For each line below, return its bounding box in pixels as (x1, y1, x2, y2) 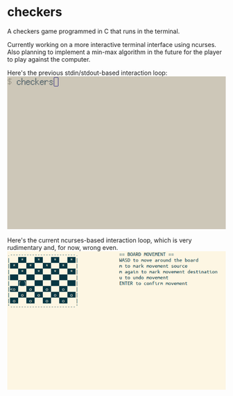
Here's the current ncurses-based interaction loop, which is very (7, 236, 192, 244)
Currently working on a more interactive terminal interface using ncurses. (7, 40, 217, 48)
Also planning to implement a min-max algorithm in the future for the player (7, 48, 223, 56)
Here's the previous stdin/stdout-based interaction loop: (7, 69, 168, 77)
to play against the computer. (7, 55, 91, 63)
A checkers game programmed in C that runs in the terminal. (7, 27, 180, 35)
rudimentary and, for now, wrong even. (7, 244, 119, 252)
